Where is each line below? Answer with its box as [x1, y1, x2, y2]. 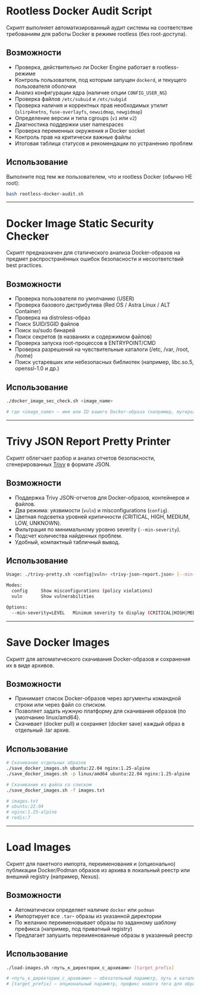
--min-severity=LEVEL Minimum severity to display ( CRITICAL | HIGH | [11, 610, 187, 616]
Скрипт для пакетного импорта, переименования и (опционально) [6, 860, 176, 867]
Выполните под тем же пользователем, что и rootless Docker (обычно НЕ [6, 173, 192, 180]
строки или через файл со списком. [14, 701, 107, 708]
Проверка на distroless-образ [14, 314, 90, 321]
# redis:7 [6, 815, 31, 821]
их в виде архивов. [6, 662, 55, 669]
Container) [14, 308, 42, 315]
